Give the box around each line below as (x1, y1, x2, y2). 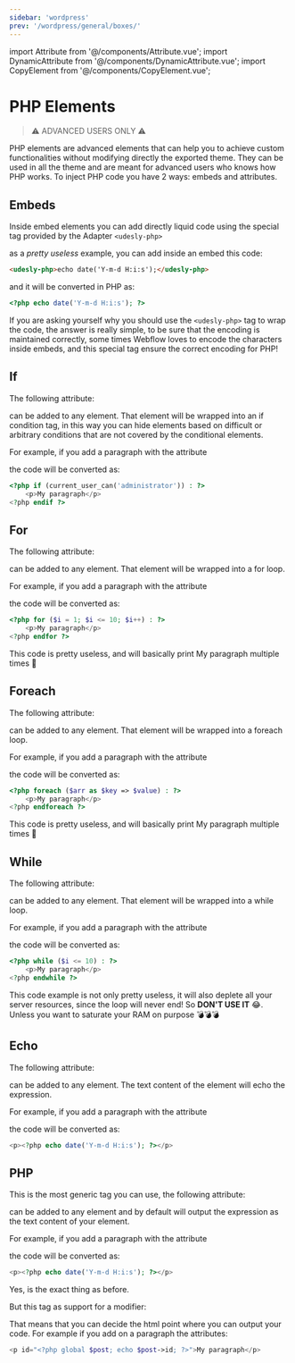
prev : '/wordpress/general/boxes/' (9, 21, 142, 30)
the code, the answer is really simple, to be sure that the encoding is (9, 324, 260, 335)
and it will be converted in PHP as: (9, 282, 135, 292)
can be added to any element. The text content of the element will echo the (9, 1079, 285, 1090)
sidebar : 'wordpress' (9, 13, 90, 22)
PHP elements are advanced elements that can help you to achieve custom (9, 143, 285, 154)
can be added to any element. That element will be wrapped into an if (9, 410, 265, 421)
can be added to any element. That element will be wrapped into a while (9, 896, 275, 906)
